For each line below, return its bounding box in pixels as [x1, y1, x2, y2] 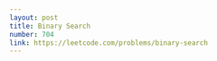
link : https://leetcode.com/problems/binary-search [9, 38, 208, 48]
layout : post [9, 13, 59, 22]
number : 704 [9, 30, 54, 39]
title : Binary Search [9, 22, 91, 30]
